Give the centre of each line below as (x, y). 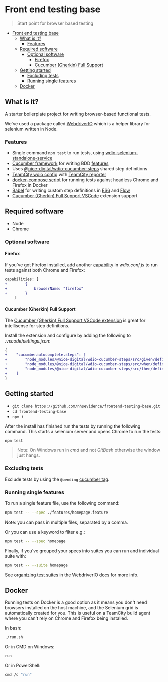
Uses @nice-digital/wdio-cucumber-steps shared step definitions (80, 169)
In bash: (13, 628)
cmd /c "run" (19, 675)
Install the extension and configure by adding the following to (68, 335)
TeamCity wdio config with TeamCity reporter (59, 175)
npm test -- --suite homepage (37, 565)
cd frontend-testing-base (39, 411)
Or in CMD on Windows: (30, 647)
